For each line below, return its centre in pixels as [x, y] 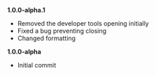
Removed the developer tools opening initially [83, 23]
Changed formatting [46, 38]
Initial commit [37, 65]
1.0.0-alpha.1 [26, 10]
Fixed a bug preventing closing [62, 31]
